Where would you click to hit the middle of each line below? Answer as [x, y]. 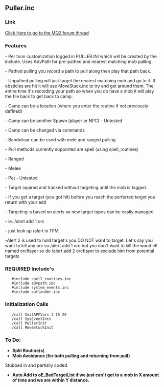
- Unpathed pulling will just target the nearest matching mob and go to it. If [80, 80]
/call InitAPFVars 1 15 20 [39, 315]
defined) [14, 111]
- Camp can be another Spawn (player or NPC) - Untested [64, 121]
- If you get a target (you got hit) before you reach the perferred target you [80, 197]
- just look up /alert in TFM [32, 230]
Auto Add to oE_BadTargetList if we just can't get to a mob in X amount [85, 375]
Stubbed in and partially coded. [37, 365]
